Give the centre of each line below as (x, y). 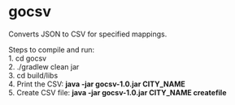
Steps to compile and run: (52, 49)
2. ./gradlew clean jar (44, 66)
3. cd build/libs (33, 75)
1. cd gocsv (28, 58)
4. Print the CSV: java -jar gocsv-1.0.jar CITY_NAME (97, 84)
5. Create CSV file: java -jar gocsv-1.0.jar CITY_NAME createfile (117, 92)
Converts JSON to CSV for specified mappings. (88, 34)
